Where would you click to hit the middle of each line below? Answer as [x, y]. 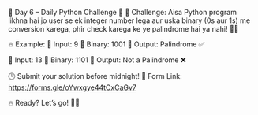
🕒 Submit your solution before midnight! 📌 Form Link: [95, 76]
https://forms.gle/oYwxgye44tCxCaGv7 [72, 87]
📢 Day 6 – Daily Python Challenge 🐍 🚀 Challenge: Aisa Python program [122, 12]
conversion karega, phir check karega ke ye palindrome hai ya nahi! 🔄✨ [123, 29]
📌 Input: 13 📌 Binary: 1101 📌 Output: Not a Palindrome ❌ [97, 60]
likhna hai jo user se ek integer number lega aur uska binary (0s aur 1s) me [129, 20]
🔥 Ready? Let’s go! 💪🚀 [44, 103]
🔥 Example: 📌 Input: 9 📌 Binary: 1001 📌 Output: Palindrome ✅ [107, 44]
